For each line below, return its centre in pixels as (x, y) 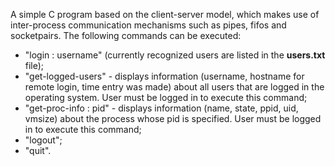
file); (34, 65)
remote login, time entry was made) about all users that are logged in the (174, 87)
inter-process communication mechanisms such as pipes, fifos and (148, 25)
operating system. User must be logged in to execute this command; (166, 97)
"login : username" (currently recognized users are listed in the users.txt (175, 55)
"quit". (38, 150)
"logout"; (43, 140)
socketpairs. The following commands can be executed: (126, 35)
